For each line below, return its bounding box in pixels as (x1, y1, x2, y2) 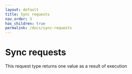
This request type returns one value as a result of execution (5, 63, 128, 69)
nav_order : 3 (5, 16, 32, 21)
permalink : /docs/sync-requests (5, 26, 72, 31)
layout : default (5, 7, 39, 12)
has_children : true (5, 21, 46, 26)
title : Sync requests (5, 12, 50, 17)
